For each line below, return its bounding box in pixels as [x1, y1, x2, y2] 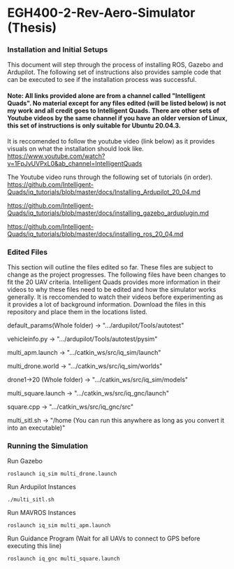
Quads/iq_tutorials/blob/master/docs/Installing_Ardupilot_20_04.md [7, 188, 201, 196]
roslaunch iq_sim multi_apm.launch [7, 522, 111, 529]
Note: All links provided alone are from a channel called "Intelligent [7, 92, 206, 100]
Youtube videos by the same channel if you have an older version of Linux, [7, 114, 228, 122]
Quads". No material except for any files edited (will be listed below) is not [7, 99, 226, 108]
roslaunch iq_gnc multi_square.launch [7, 555, 120, 563]
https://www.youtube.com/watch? [7, 152, 105, 160]
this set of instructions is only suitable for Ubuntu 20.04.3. [7, 121, 182, 130]
